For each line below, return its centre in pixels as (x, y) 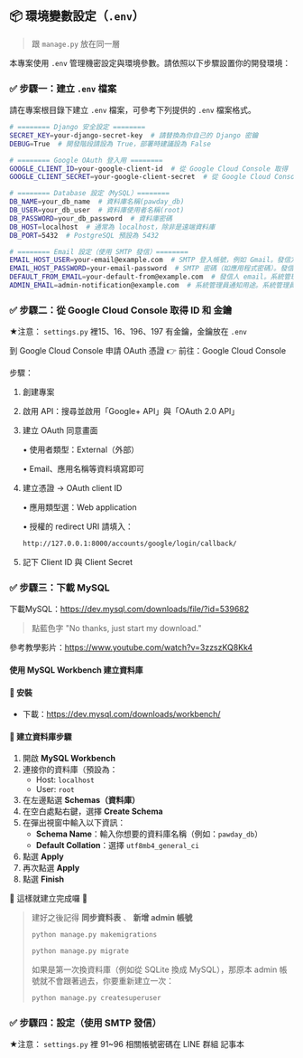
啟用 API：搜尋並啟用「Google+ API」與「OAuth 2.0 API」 (131, 411)
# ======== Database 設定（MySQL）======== (89, 194)
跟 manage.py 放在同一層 (76, 43)
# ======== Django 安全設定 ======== (78, 128)
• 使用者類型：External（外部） (81, 449)
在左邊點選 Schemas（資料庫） (81, 800)
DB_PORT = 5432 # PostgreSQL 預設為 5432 (84, 235)
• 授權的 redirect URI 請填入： (78, 526)
